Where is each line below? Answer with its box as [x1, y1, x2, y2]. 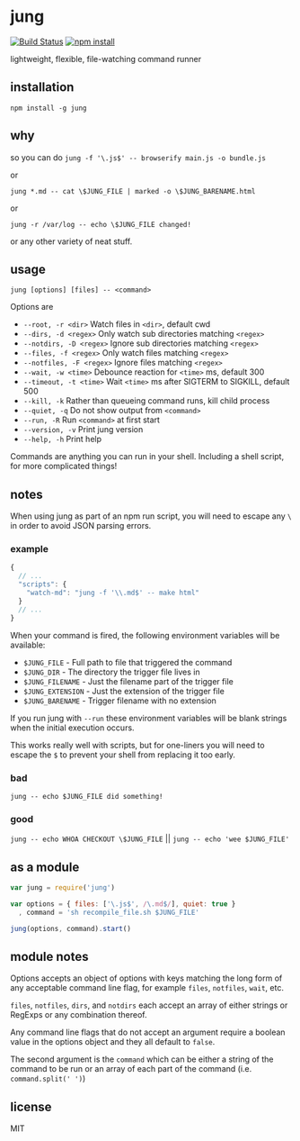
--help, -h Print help [22, 434, 102, 445]
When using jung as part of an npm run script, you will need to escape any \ [10, 511, 292, 521]
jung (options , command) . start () [10, 924, 131, 933]
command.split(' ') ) [10, 1073, 86, 1084]
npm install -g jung [10, 104, 88, 113]
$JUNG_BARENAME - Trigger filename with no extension [22, 695, 216, 706]
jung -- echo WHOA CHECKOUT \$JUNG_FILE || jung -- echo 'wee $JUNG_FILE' [10, 833, 290, 844]
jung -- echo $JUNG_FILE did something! [10, 792, 164, 801]
